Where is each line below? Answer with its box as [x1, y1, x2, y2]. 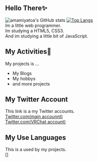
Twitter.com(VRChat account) [5, 119, 66, 125]
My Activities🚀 [5, 47, 52, 56]
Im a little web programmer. [5, 22, 61, 28]
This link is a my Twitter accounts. [5, 108, 75, 114]
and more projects [12, 81, 50, 86]
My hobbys [12, 76, 36, 81]
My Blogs [12, 70, 32, 76]
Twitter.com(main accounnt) [5, 114, 63, 120]
